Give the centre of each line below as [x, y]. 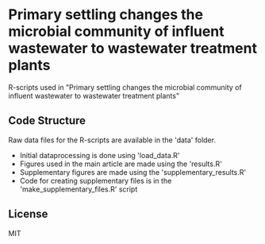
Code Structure [47, 121]
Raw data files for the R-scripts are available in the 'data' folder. [112, 140]
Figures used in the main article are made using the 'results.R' [121, 164]
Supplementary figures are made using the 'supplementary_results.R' [133, 172]
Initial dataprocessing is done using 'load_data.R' [100, 155]
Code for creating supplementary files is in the [96, 180]
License [28, 214]
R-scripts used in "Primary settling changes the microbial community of [125, 87]
